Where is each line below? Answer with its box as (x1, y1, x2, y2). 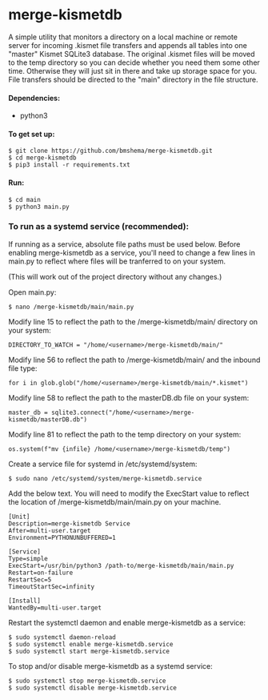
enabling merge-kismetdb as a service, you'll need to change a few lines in (8, 247, 256, 257)
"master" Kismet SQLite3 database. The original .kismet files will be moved (8, 49, 255, 58)
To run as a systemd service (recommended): (8, 221, 190, 232)
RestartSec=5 (8, 575, 52, 584)
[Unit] (8, 513, 30, 521)
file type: (8, 363, 38, 373)
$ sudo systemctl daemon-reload (8, 633, 116, 642)
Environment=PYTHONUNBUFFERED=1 (8, 533, 116, 541)
